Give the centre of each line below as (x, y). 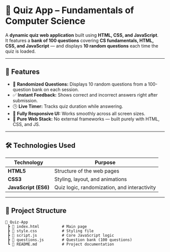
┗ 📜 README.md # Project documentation (61, 244)
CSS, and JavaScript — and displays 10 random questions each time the (82, 46)
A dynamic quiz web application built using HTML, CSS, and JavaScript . (82, 35)
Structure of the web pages (87, 171)
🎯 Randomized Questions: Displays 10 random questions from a (80, 84)
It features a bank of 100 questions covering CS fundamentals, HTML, (79, 40)
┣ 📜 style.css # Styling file (51, 231)
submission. (25, 100)
